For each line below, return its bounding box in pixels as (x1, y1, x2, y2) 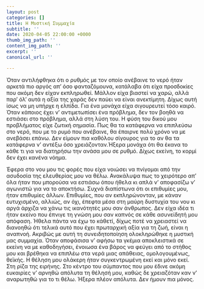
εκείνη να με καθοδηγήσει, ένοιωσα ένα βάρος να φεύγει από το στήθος (6, 243, 192, 250)
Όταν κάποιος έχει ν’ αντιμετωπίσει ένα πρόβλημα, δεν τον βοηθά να (6, 108, 184, 116)
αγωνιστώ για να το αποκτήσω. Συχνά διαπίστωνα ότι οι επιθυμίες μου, (6, 185, 189, 192)
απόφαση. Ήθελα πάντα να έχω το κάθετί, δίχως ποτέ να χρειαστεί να (6, 217, 187, 225)
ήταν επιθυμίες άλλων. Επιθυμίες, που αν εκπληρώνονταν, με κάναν (6, 191, 181, 198)
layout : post (6, 9, 40, 15)
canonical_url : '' (6, 54, 53, 60)
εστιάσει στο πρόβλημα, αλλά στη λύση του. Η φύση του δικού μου (6, 115, 177, 122)
